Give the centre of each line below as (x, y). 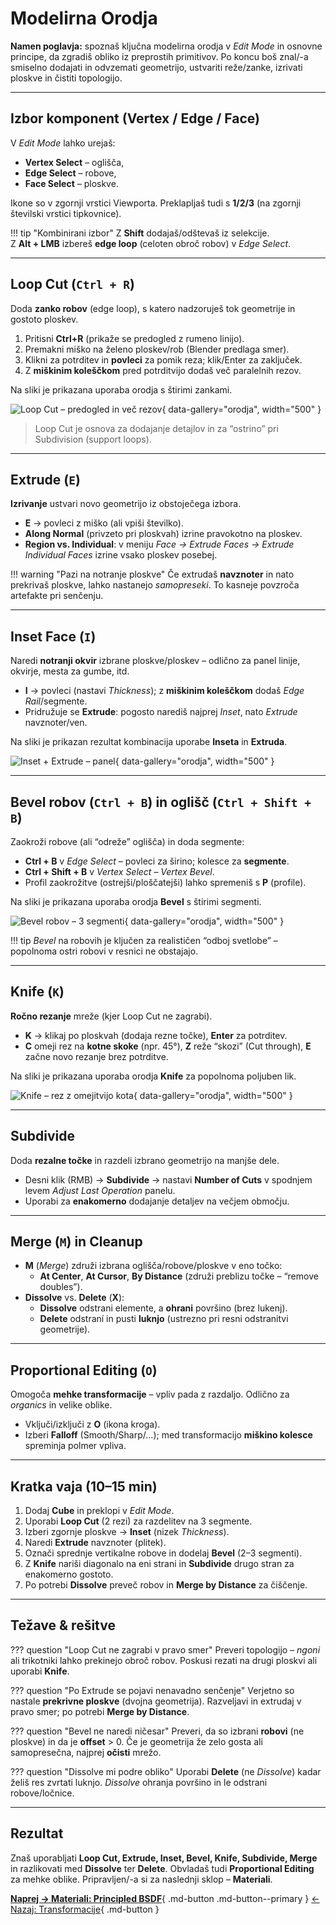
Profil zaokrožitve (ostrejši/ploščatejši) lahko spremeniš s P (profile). (165, 882)
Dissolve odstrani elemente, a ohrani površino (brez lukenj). (163, 1308)
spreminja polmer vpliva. (75, 1446)
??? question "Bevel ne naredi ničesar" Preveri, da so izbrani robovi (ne (157, 1731)
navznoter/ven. (56, 723)
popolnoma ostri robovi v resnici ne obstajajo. (104, 951)
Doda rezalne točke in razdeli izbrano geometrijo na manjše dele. (145, 1160)
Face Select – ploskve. (71, 183)
